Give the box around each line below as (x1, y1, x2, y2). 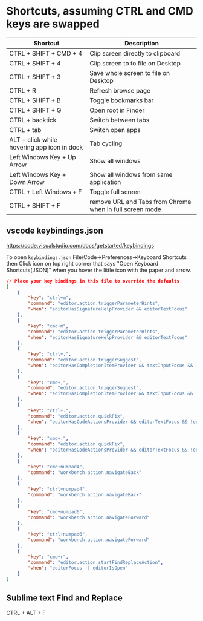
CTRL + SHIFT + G (9, 106, 62, 114)
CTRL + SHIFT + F (9, 201, 60, 209)
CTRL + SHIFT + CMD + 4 (9, 49, 83, 57)
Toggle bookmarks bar (89, 96, 154, 104)
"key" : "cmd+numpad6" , (28, 508, 85, 515)
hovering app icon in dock (9, 143, 83, 151)
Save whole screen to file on (89, 68, 170, 77)
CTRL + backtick (9, 116, 57, 124)
